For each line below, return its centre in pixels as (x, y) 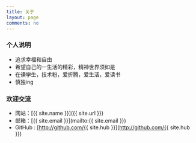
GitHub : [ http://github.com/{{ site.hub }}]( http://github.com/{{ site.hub (103, 127)
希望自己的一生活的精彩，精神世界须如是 (65, 67)
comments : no (23, 23)
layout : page (23, 17)
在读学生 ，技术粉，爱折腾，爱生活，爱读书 (68, 74)
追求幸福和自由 (33, 59)
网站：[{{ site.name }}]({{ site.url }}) (59, 113)
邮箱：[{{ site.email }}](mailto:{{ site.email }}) (70, 120)
